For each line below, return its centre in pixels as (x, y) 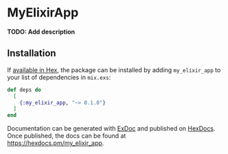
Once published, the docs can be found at (67, 136)
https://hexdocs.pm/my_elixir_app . (56, 143)
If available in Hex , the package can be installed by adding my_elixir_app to (114, 69)
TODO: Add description (41, 32)
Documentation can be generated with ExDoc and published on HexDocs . (111, 129)
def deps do (24, 90)
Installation (32, 53)
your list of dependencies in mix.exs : (59, 77)
